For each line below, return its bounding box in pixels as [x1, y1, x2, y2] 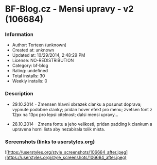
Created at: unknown [12, 47, 54, 53]
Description [5, 90, 34, 97]
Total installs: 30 [12, 73, 45, 79]
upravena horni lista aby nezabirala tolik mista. [12, 126, 105, 132]
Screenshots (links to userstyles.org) [5, 138, 95, 145]
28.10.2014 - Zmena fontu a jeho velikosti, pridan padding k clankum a [12, 121, 153, 127]
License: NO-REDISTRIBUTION [12, 57, 74, 64]
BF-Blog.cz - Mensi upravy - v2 [5, 3, 134, 15]
